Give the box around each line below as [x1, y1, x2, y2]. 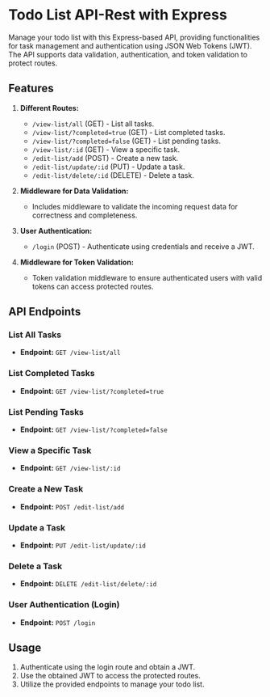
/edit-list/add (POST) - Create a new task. [31, 153, 179, 163]
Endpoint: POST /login [19, 617, 96, 627]
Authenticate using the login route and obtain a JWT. [19, 662, 196, 672]
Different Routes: [19, 103, 79, 112]
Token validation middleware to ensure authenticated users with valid [31, 272, 263, 282]
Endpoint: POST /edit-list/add [19, 501, 125, 511]
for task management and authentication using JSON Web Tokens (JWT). [8, 40, 252, 50]
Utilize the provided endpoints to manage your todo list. [19, 679, 205, 689]
